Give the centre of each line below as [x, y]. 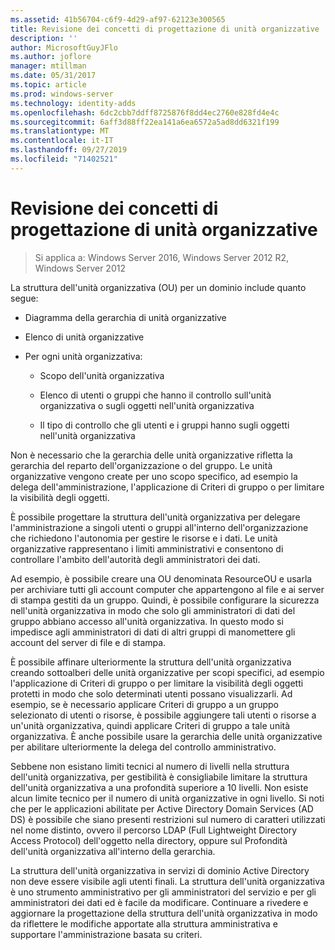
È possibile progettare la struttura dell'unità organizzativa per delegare [155, 517]
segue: [24, 298]
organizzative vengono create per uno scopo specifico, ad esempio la [154, 476]
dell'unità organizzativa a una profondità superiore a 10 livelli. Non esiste [159, 787]
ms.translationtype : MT [60, 131]
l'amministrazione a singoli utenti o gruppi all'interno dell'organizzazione [159, 527]
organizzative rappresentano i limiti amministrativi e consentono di [147, 548]
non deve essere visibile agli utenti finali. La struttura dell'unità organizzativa [167, 881]
